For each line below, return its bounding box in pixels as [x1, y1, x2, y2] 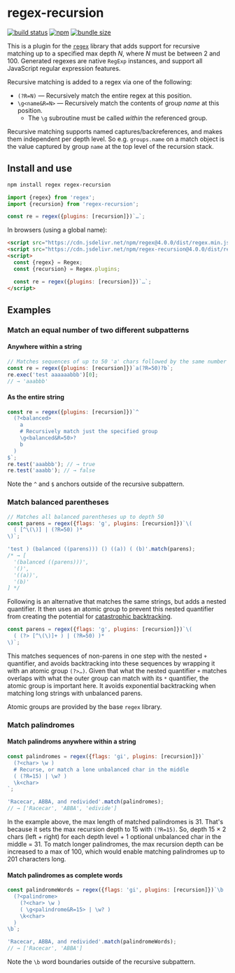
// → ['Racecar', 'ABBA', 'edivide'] [7, 805, 117, 812]
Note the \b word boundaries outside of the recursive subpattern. [7, 958, 196, 966]
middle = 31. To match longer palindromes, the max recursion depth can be [7, 840, 224, 849]
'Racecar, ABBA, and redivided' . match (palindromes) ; [7, 798, 164, 805]
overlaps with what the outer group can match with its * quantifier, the [7, 674, 209, 682]
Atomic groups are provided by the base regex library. [7, 702, 162, 710]
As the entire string [7, 392, 65, 401]
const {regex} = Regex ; [13, 258, 83, 266]
